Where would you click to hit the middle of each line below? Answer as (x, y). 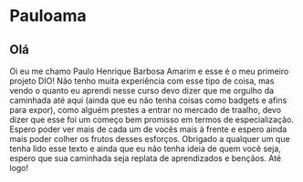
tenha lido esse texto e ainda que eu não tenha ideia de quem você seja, (145, 148)
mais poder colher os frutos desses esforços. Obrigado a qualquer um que (150, 139)
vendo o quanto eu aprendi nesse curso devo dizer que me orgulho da (142, 91)
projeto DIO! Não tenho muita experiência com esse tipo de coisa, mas (142, 81)
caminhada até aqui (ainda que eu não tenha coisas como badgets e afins (148, 100)
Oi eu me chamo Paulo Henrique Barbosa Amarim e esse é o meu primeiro (149, 71)
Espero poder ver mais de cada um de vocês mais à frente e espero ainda (148, 129)
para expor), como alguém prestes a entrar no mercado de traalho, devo (145, 110)
